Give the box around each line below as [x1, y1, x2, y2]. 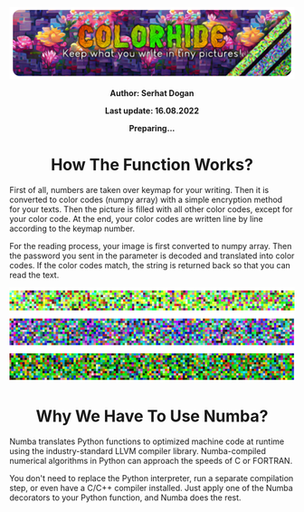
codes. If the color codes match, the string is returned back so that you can [9, 259, 291, 270]
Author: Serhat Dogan [109, 88, 195, 98]
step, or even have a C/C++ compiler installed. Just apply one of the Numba [9, 482, 294, 493]
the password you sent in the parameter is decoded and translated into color [9, 250, 295, 261]
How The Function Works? [51, 155, 253, 175]
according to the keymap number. [9, 223, 136, 234]
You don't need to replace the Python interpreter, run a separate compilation [9, 472, 294, 483]
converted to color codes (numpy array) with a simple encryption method [9, 194, 283, 205]
